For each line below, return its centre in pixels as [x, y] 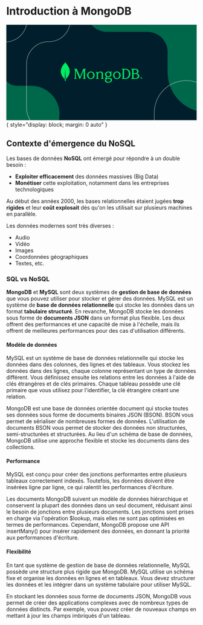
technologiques [34, 189]
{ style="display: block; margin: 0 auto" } [57, 124]
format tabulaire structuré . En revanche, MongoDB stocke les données [95, 312]
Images [24, 250]
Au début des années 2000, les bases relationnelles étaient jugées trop [95, 201]
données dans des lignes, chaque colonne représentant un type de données [101, 371]
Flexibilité [19, 552]
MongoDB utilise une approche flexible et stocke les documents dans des [98, 441]
